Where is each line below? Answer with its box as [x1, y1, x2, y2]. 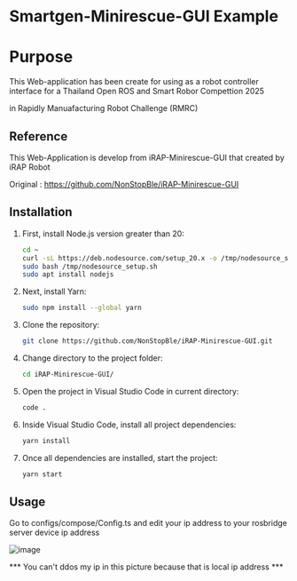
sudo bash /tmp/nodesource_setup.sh [21, 262, 158, 271]
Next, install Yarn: [21, 286, 87, 297]
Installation [9, 204, 73, 219]
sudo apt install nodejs [21, 270, 114, 279]
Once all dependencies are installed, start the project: [21, 452, 219, 463]
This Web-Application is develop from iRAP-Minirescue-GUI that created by [9, 152, 285, 163]
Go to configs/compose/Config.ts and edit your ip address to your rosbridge [9, 518, 288, 529]
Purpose [9, 47, 74, 68]
